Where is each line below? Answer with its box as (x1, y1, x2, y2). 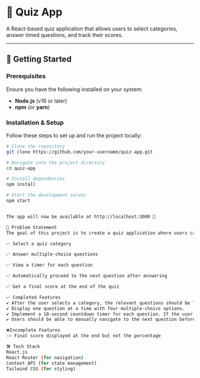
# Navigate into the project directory (6, 160, 105, 165)
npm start (6, 198, 31, 204)
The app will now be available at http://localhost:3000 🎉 (6, 214, 156, 220)
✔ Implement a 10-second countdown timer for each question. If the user (6, 311, 193, 317)
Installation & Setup (6, 118, 64, 127)
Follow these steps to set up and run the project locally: (6, 132, 142, 139)
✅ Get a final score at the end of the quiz (6, 284, 120, 290)
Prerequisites (6, 72, 46, 80)
